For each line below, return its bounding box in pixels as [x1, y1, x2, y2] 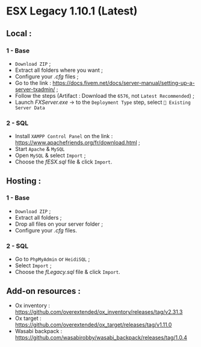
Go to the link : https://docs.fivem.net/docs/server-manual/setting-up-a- [14, 79, 195, 86]
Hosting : [6, 176, 42, 186]
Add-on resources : [6, 285, 81, 296]
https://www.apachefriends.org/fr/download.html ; [14, 139, 140, 146]
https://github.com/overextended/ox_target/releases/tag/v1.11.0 [14, 321, 172, 328]
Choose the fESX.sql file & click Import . [14, 158, 113, 165]
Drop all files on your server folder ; [14, 220, 104, 228]
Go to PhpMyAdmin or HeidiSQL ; [14, 255, 90, 263]
